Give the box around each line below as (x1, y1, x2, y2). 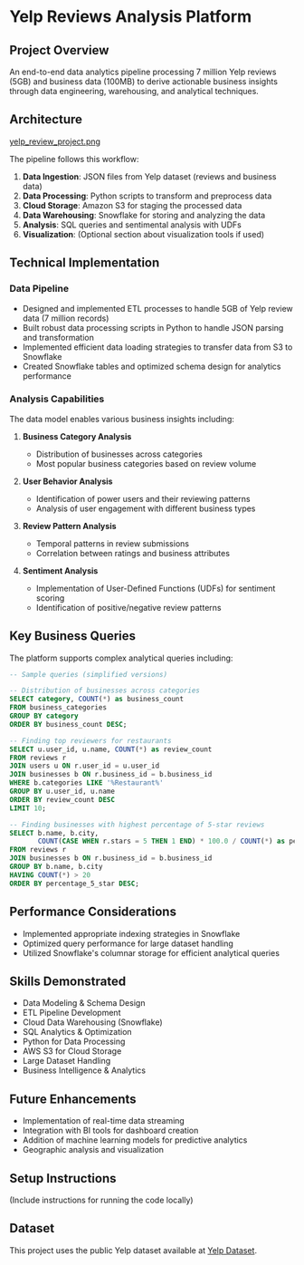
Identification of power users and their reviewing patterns (35, 493, 251, 504)
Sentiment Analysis (22, 565, 99, 576)
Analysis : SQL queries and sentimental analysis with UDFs (22, 219, 242, 230)
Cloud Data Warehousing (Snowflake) (22, 1017, 163, 1028)
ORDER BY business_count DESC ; (9, 719, 128, 729)
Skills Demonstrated (9, 973, 127, 989)
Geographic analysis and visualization (22, 1144, 165, 1155)
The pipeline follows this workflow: (9, 153, 139, 164)
